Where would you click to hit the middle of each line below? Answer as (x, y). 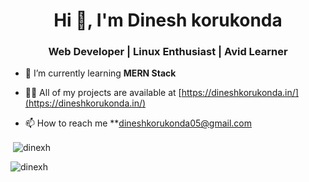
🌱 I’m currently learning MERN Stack (100, 73)
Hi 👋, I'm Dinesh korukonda (168, 20)
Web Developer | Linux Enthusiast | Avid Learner (168, 52)
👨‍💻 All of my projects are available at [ (103, 93)
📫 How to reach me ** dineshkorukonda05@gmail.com (138, 123)
